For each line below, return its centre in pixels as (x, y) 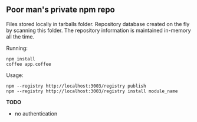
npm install (21, 59)
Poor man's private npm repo (60, 10)
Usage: (15, 75)
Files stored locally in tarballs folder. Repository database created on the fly (98, 24)
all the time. (20, 36)
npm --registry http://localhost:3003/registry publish (76, 86)
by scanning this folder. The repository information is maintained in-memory (98, 30)
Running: (17, 48)
